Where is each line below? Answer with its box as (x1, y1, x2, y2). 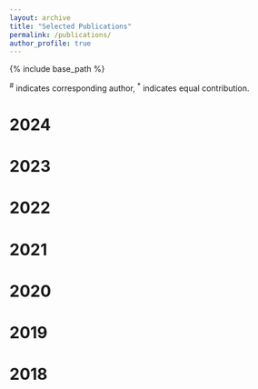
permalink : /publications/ (9, 30, 112, 39)
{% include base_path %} (9, 64, 105, 75)
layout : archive (9, 13, 71, 23)
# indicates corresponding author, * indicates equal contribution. (9, 81, 250, 94)
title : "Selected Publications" (9, 22, 132, 31)
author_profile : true (9, 38, 92, 48)
